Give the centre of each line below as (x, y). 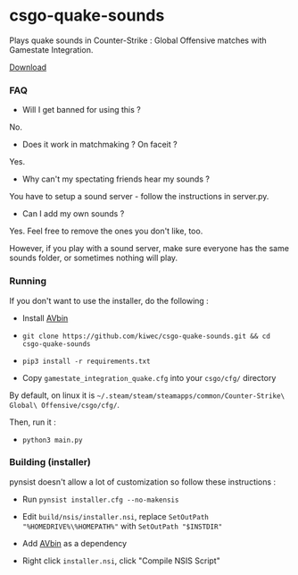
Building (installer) (50, 462)
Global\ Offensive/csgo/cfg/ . (65, 404)
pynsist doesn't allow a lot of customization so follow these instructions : (143, 482)
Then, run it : (33, 422)
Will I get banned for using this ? (81, 110)
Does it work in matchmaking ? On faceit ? (99, 145)
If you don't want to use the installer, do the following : (109, 300)
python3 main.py (52, 440)
